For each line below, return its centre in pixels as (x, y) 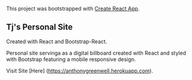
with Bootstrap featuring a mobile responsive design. (71, 59)
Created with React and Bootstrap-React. (57, 41)
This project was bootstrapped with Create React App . (73, 9)
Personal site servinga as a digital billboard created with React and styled (96, 53)
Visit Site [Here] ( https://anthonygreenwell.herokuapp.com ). (80, 71)
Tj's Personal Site (39, 27)
